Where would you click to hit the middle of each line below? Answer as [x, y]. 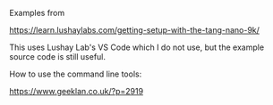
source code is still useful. [57, 57]
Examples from [37, 13]
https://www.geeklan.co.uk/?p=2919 [77, 91]
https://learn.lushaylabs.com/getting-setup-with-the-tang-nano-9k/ [134, 30]
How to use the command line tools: [76, 74]
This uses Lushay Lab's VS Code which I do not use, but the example [137, 47]
